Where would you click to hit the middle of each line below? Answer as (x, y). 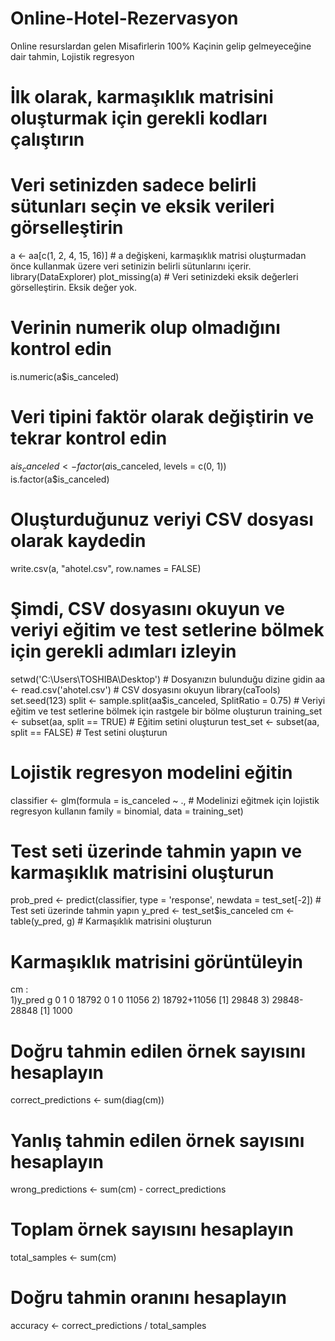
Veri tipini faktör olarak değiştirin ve (162, 417)
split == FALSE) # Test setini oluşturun (89, 732)
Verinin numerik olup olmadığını (145, 328)
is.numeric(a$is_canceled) (65, 376)
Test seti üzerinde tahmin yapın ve (156, 851)
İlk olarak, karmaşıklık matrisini (142, 97)
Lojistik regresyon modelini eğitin (151, 772)
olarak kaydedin (78, 540)
